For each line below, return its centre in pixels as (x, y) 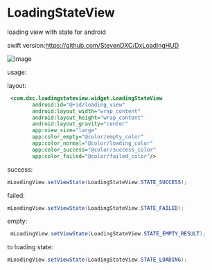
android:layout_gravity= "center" (80, 124)
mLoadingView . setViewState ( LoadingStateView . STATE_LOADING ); (97, 260)
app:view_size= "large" (65, 130)
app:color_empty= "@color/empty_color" (88, 137)
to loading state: (30, 247)
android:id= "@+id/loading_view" (79, 105)
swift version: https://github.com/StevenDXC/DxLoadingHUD (93, 45)
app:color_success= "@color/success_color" (94, 150)
